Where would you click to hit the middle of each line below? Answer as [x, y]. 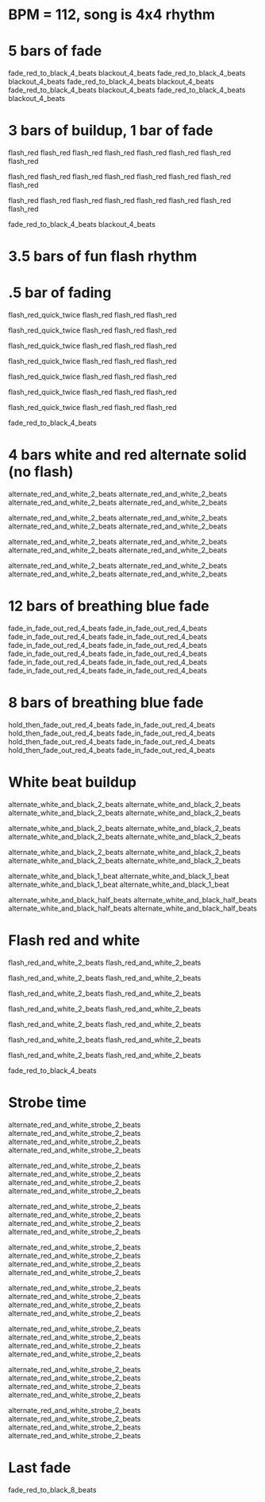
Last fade [40, 1468]
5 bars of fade [55, 51]
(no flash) [41, 472]
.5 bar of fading [60, 293]
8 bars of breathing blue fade [106, 703]
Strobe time [48, 1103]
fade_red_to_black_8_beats [52, 1489]
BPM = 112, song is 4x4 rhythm [112, 15]
